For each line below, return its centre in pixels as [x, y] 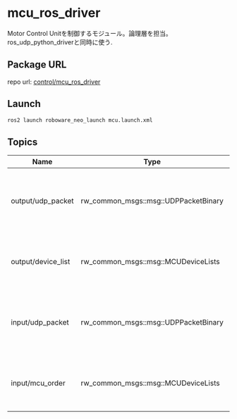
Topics [23, 142]
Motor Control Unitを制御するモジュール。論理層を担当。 [90, 33]
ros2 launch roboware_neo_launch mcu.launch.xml [80, 120]
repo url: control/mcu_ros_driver [54, 82]
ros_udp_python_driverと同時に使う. [60, 42]
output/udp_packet [42, 201]
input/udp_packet [40, 323]
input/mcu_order [38, 383]
